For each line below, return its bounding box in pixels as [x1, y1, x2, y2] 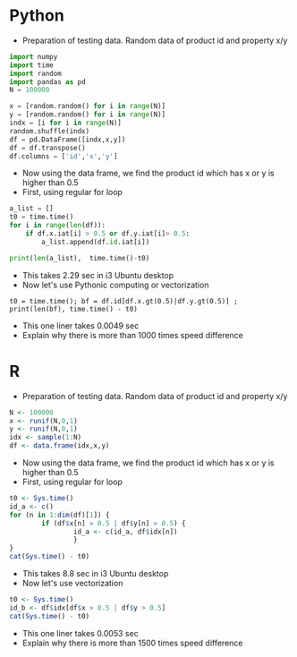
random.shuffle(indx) [9, 126, 90, 135]
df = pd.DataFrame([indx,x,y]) [9, 135, 126, 144]
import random [9, 69, 63, 78]
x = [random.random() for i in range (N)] [9, 102, 166, 111]
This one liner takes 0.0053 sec [21, 627, 139, 638]
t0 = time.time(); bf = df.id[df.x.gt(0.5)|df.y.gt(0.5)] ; [9, 296, 239, 305]
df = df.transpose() [9, 143, 87, 152]
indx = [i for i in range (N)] [9, 118, 123, 128]
